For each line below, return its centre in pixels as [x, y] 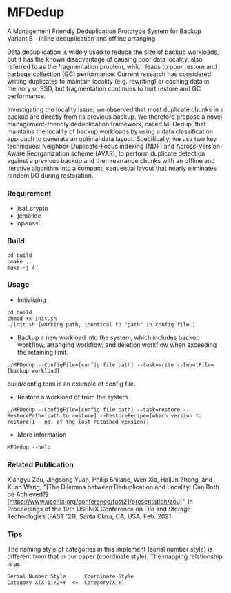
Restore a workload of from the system [72, 397]
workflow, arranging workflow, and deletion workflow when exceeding [117, 345]
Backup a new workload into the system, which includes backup [108, 337]
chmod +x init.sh [32, 319]
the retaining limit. [43, 352]
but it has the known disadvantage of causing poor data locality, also [105, 59]
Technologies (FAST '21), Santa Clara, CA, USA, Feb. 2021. [90, 516]
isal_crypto [32, 209]
